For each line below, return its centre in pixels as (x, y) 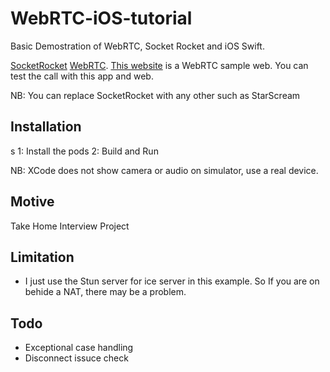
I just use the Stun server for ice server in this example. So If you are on (172, 281)
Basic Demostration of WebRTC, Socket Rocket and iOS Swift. (137, 46)
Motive (32, 202)
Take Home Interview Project (70, 226)
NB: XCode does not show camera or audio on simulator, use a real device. (164, 170)
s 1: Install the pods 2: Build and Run (84, 151)
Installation (46, 127)
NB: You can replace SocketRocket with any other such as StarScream (155, 95)
